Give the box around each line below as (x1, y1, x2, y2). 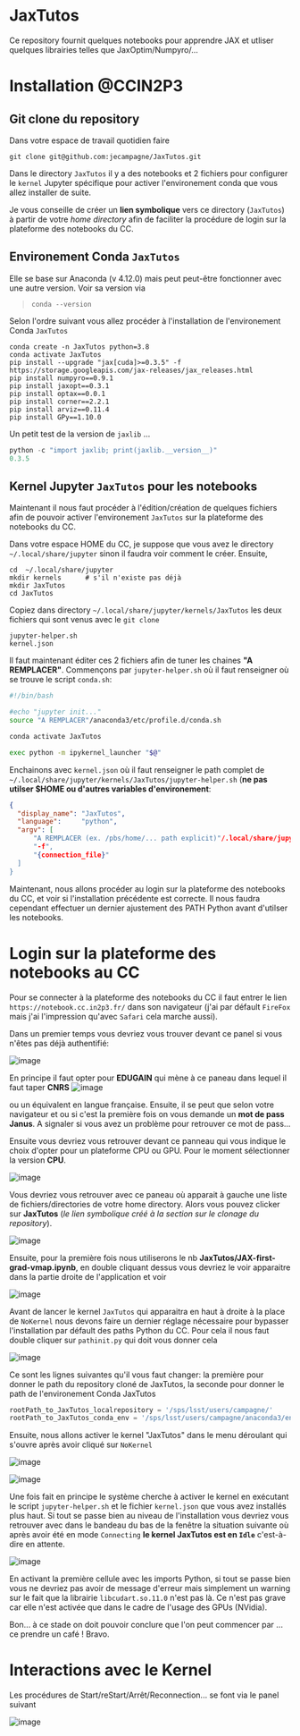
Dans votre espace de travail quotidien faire (9, 135, 171, 146)
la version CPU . (9, 1155, 67, 1165)
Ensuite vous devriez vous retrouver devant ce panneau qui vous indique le (9, 1135, 287, 1146)
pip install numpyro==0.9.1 (9, 373, 114, 383)
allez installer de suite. (9, 187, 92, 198)
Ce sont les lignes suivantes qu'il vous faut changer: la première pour (9, 1369, 264, 1380)
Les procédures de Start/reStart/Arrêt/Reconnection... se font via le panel (9, 1689, 279, 1700)
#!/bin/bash (9, 691, 54, 700)
